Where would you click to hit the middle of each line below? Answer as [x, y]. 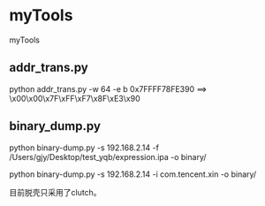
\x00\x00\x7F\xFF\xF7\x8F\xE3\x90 [75, 98]
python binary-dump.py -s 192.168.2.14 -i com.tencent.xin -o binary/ [133, 174]
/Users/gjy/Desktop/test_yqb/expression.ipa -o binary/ [108, 156]
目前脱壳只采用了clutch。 [55, 192]
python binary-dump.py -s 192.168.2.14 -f [84, 148]
